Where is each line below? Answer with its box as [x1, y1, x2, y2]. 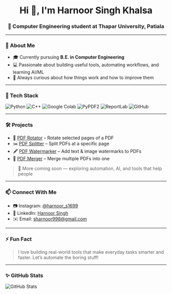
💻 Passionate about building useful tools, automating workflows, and [12, 61, 159, 68]
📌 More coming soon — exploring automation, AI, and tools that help [17, 165, 162, 171]
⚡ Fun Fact [5, 235, 32, 242]
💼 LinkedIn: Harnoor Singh [12, 210, 69, 216]
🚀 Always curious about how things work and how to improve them [12, 74, 154, 81]
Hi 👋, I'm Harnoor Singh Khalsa [19, 5, 153, 16]
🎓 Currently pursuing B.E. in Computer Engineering [12, 54, 124, 60]
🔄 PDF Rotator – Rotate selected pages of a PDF [12, 135, 114, 141]
